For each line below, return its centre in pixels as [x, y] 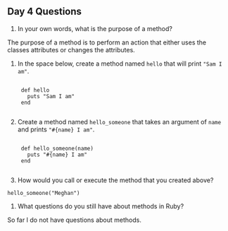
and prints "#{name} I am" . [56, 129]
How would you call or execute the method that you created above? [115, 180]
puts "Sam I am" [51, 96]
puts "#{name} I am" [57, 155]
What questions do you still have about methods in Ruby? [101, 206]
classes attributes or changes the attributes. [71, 49]
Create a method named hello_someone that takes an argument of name [119, 122]
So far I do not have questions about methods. [75, 220]
